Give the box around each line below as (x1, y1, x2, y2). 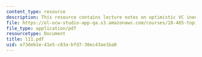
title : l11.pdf (6, 36, 44, 42)
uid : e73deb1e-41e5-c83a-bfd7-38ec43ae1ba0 (6, 42, 117, 48)
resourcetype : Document (6, 31, 66, 37)
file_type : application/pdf (6, 25, 77, 31)
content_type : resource (6, 8, 66, 15)
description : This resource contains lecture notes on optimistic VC (6, 14, 185, 20)
